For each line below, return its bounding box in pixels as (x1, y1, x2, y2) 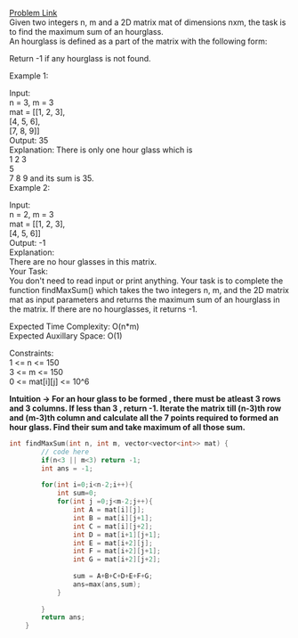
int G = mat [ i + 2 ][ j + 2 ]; (72, 555, 162, 564)
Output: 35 (9, 135, 49, 145)
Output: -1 (9, 238, 46, 248)
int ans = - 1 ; (41, 463, 93, 473)
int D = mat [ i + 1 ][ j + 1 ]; (72, 530, 162, 539)
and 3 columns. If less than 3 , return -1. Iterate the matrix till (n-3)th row (9, 403, 282, 413)
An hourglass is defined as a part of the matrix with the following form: (9, 36, 268, 46)
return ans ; (41, 613, 86, 622)
